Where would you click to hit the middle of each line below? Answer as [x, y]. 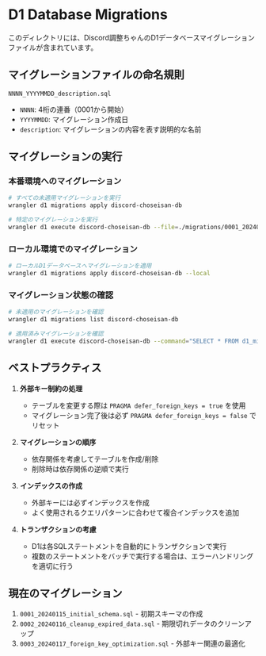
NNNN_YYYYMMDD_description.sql [60, 94]
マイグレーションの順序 [58, 442]
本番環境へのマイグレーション [65, 182]
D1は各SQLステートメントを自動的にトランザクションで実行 [129, 546]
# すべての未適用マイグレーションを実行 [65, 198]
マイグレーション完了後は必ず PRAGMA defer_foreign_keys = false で [144, 415]
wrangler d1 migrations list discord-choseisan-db [93, 320]
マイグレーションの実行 [65, 157]
